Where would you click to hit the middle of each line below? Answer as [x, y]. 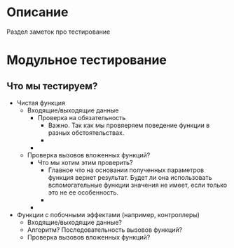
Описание [37, 12]
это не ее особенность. [83, 192]
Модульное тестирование [87, 60]
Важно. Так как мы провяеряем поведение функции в [129, 125]
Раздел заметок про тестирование [58, 32]
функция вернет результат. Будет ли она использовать [130, 177]
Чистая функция [41, 103]
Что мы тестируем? [52, 86]
